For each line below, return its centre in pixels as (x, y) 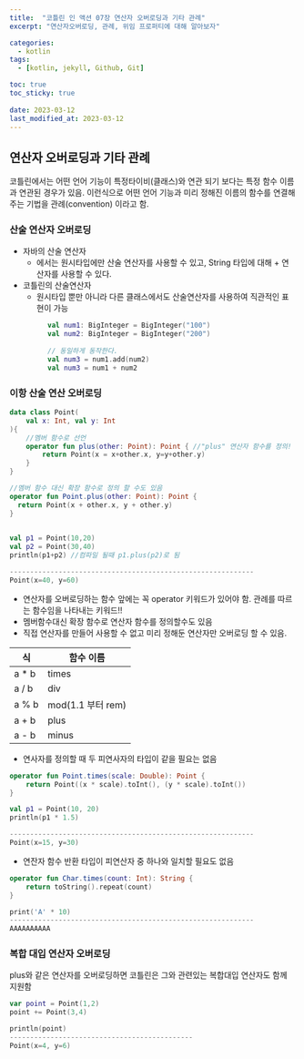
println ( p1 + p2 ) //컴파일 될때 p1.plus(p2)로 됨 (95, 555)
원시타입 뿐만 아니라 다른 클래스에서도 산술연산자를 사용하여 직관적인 (158, 297)
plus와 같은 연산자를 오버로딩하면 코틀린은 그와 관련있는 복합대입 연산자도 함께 (149, 975)
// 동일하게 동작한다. (82, 351)
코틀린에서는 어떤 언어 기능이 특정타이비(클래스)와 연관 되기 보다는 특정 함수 (143, 181)
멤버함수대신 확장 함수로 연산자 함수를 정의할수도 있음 (117, 621)
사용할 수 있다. (86, 274)
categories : (32, 43)
